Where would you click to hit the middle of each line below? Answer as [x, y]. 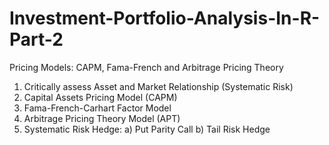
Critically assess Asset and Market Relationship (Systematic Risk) [158, 86]
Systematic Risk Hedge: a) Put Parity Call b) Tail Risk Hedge [147, 129]
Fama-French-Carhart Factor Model [97, 108]
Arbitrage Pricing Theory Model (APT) [102, 118]
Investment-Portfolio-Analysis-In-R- [165, 18]
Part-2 [36, 39]
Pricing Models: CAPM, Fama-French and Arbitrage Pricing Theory [146, 67]
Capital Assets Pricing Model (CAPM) [100, 97]
